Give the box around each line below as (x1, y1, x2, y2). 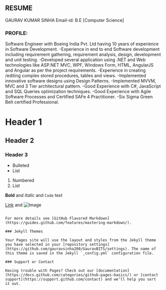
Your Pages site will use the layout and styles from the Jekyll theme (5, 237, 156, 243)
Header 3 (5, 151, 28, 158)
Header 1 (5, 116, 42, 128)
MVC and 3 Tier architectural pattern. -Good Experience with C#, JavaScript (5, 83, 161, 89)
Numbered (12, 177, 35, 183)
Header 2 (5, 136, 35, 145)
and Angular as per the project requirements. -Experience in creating (5, 67, 146, 74)
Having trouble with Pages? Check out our (5, 268, 94, 273)
